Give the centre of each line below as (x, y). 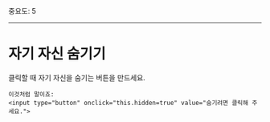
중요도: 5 (22, 11)
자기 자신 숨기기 (57, 54)
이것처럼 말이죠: (31, 94)
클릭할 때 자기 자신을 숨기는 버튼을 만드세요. (77, 77)
